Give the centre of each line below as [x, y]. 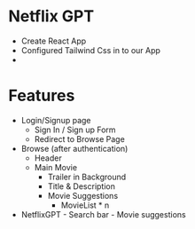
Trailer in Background [87, 177]
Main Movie [55, 167]
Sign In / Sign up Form [75, 130]
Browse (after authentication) [74, 148]
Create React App [54, 41]
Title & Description [82, 186]
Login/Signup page [56, 120]
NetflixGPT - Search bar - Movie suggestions [104, 214]
